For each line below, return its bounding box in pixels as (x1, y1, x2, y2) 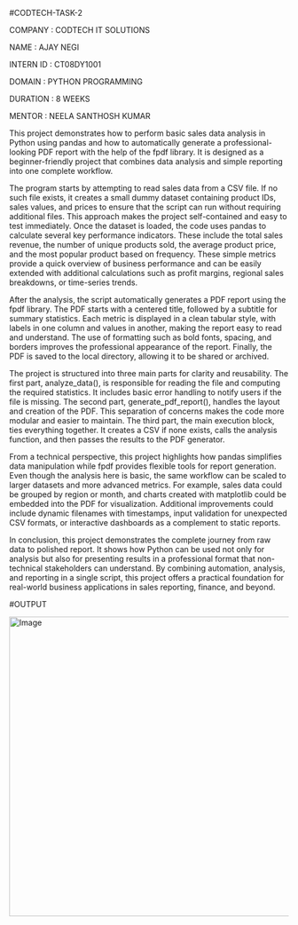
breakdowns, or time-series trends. (9, 277, 138, 288)
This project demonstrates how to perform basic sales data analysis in (9, 128, 266, 138)
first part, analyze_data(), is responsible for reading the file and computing (9, 377, 281, 388)
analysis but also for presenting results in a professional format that (9, 554, 255, 564)
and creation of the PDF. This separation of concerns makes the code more (9, 406, 285, 416)
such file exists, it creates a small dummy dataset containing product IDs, (9, 193, 277, 202)
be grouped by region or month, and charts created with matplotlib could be (9, 489, 286, 500)
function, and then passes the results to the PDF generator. (9, 434, 225, 445)
